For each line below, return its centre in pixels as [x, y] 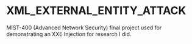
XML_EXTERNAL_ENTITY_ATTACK [96, 11]
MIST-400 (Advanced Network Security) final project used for [84, 28]
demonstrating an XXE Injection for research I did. [69, 34]
